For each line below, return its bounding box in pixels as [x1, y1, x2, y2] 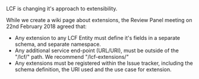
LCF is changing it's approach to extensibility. [6, 5, 118, 12]
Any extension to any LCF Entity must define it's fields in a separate [14, 34, 181, 41]
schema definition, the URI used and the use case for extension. [14, 66, 172, 73]
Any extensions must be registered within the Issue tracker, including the [14, 59, 193, 67]
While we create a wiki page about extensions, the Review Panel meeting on [6, 17, 192, 23]
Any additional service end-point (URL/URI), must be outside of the [14, 47, 179, 54]
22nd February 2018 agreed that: [6, 23, 87, 30]
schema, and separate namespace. [14, 41, 101, 48]
